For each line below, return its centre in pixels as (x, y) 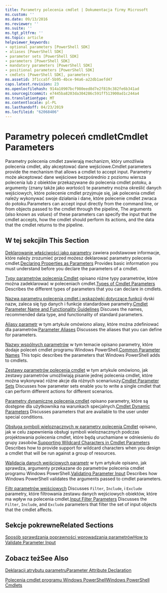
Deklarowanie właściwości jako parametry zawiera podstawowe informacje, (83, 252)
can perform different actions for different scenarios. (59, 391)
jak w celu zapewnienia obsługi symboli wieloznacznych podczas (72, 432)
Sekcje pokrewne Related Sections (59, 525)
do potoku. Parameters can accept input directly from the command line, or (82, 203)
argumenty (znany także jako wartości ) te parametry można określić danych (83, 187)
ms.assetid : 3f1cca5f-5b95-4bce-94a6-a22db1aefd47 (59, 79)
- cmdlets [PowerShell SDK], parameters (48, 75)
